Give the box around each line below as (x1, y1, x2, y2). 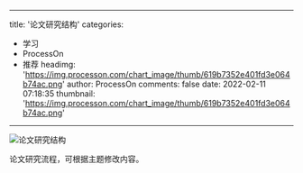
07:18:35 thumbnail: (22, 88, 96, 99)
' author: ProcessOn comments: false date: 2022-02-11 (61, 78, 266, 89)
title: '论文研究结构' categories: (9, 19, 124, 30)
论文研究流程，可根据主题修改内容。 (9, 154, 144, 164)
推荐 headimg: (22, 59, 77, 69)
